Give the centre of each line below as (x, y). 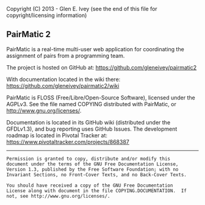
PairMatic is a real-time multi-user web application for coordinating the (95, 49)
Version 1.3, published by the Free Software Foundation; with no (92, 169)
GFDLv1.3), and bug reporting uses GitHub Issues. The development (92, 129)
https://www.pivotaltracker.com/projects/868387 (68, 142)
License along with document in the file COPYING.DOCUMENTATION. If (97, 191)
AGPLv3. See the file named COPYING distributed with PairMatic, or (92, 104)
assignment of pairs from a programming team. (66, 56)
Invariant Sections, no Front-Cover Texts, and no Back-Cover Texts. (97, 174)
